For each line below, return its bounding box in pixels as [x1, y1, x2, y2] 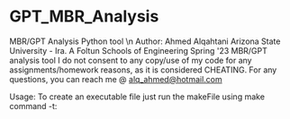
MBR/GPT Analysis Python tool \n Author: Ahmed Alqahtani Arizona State [9, 36, 281, 47]
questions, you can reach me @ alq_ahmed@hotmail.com [9, 73, 222, 84]
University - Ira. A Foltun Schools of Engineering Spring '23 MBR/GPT [9, 45, 268, 55]
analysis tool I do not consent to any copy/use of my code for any [9, 55, 252, 65]
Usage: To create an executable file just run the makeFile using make [9, 91, 266, 102]
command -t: [9, 100, 58, 111]
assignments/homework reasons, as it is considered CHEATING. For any [9, 64, 277, 75]
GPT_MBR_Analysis [9, 6, 159, 27]
